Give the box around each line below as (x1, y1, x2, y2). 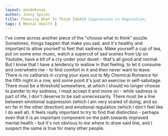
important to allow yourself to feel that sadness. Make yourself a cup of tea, (5, 45, 161, 51)
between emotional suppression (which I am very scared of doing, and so (5, 98, 157, 105)
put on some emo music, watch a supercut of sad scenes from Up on (5, 51, 148, 57)
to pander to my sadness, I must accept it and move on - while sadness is (5, 88, 157, 94)
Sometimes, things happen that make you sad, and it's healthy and (5, 40, 143, 46)
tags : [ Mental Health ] (5, 21, 57, 26)
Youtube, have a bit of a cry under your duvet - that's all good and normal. (5, 56, 159, 62)
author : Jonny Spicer (5, 12, 51, 17)
